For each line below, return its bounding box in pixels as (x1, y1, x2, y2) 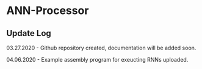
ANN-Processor (6, 4, 89, 18)
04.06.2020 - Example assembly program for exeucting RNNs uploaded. (6, 56, 189, 63)
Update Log (6, 28, 52, 38)
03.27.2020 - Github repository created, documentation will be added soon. (6, 44, 197, 51)
